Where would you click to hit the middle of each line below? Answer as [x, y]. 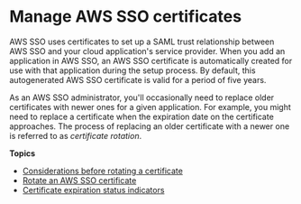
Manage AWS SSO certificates [125, 17]
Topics [23, 153]
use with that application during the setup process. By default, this [132, 70]
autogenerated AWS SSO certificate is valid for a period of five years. [138, 79]
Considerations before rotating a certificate [102, 171]
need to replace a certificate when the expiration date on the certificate [142, 116]
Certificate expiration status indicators [93, 190]
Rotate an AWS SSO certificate [79, 180]
